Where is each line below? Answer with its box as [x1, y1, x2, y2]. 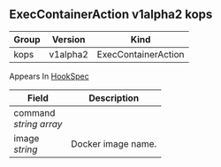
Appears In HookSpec [9, 71, 90, 81]
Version [51, 33, 86, 45]
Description [88, 92, 140, 104]
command [13, 106, 56, 118]
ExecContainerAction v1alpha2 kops [9, 7, 213, 22]
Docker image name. [70, 137, 157, 149]
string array [13, 118, 63, 130]
